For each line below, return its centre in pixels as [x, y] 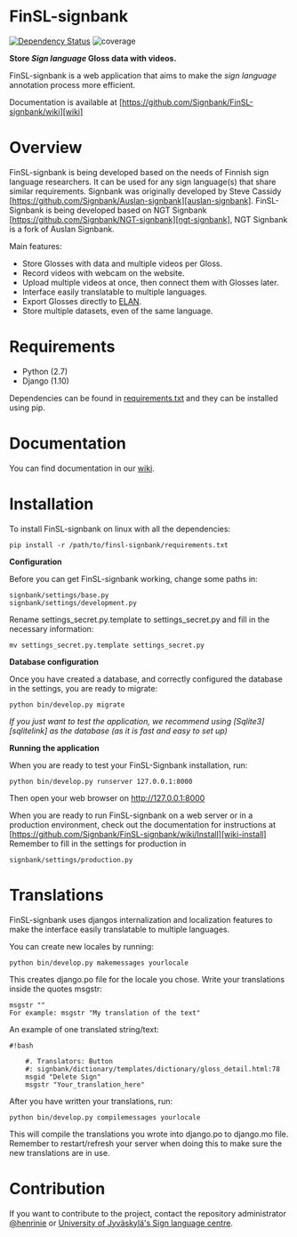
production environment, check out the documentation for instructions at [143, 824]
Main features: [36, 246]
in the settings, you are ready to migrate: [84, 688]
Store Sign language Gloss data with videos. [93, 58]
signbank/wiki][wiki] [46, 111]
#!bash [21, 1046]
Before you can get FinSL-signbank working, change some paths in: [133, 578]
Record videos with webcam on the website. [103, 272]
